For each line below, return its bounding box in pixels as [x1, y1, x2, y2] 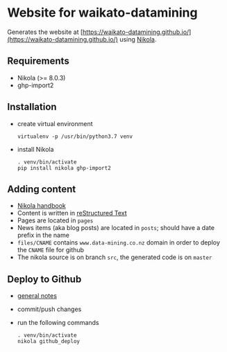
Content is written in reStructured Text [17, 209, 127, 218]
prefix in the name [17, 231, 69, 240]
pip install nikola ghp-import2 [17, 164, 111, 171]
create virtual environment [17, 119, 93, 127]
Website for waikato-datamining [7, 5, 198, 21]
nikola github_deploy [17, 338, 80, 345]
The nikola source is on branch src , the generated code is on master [17, 253, 212, 261]
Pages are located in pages [17, 216, 94, 225]
